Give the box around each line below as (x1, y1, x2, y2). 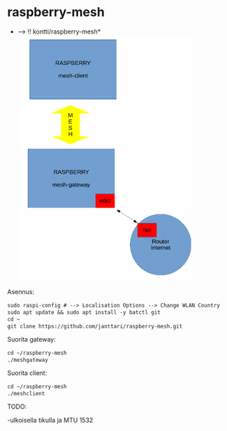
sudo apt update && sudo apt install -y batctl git (7, 309, 161, 316)
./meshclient (7, 390, 45, 397)
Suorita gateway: (7, 335, 56, 343)
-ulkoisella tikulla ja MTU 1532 (7, 416, 94, 424)
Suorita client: (7, 368, 47, 377)
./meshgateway (7, 356, 49, 363)
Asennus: (7, 287, 35, 295)
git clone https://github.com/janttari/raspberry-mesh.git (7, 323, 183, 330)
